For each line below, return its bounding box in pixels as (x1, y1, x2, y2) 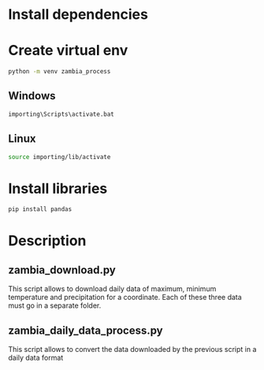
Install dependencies (8, 6, 148, 24)
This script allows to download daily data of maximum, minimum (8, 284, 217, 294)
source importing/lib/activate (8, 153, 111, 161)
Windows (8, 89, 56, 103)
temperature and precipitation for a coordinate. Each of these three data (8, 293, 242, 302)
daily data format (8, 353, 64, 362)
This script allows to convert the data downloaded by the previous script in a (8, 345, 257, 353)
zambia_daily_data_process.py (8, 324, 163, 337)
